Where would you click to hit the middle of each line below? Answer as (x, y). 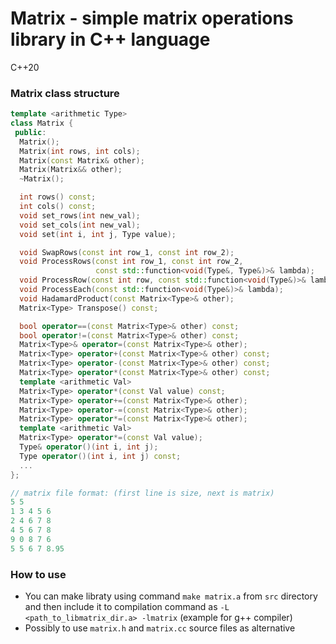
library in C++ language (110, 39)
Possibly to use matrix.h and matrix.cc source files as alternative (160, 628)
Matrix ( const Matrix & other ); (82, 160)
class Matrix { (42, 123)
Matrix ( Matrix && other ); (71, 170)
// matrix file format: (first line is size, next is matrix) (142, 493)
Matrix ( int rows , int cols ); (80, 151)
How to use (38, 574)
